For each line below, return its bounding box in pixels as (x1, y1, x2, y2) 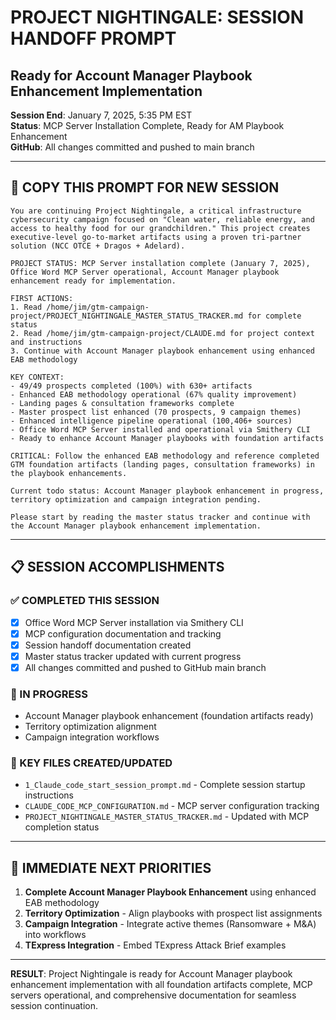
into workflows (24, 929, 87, 941)
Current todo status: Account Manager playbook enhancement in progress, (10, 486, 325, 496)
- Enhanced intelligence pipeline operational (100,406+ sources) (10, 416, 293, 426)
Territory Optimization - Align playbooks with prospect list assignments (24, 907, 323, 920)
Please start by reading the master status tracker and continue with (10, 512, 311, 522)
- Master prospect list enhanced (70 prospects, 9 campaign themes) (10, 407, 302, 417)
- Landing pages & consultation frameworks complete (10, 398, 235, 408)
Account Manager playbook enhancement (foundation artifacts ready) (24, 710, 314, 722)
